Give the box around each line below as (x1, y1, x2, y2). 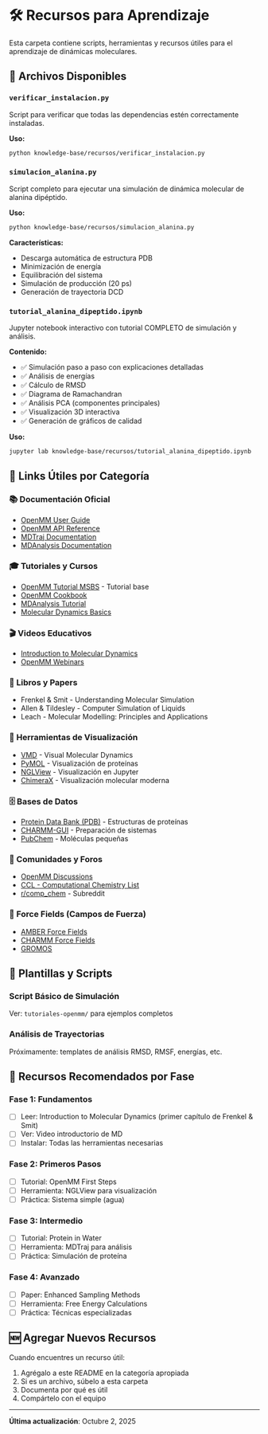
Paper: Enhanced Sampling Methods (20, 1290, 141, 1299)
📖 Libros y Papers (9, 677, 78, 688)
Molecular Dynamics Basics (20, 607, 112, 617)
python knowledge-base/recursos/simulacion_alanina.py (9, 223, 195, 231)
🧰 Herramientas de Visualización (9, 732, 138, 743)
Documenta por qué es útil (20, 1385, 108, 1394)
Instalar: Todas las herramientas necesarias (20, 1138, 164, 1148)
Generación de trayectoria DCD (20, 287, 124, 296)
